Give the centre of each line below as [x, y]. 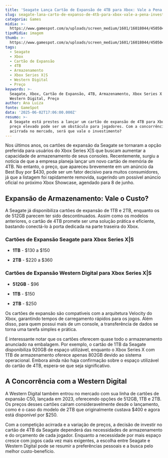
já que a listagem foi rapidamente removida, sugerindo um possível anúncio [83, 177]
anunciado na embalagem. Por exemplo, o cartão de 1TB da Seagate [76, 344]
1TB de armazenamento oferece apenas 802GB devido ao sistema [73, 355]
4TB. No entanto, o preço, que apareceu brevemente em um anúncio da [79, 167]
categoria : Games [23, 19]
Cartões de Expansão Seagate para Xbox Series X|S [69, 240]
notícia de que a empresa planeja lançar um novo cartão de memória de [79, 162]
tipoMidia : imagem [24, 33]
